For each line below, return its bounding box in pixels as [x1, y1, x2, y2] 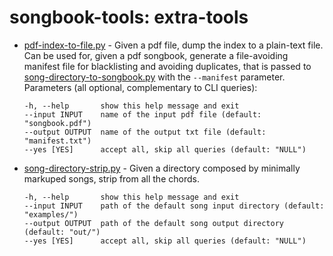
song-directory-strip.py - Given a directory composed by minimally [23, 162, 301, 174]
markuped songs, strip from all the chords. [23, 172, 200, 185]
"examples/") [23, 209, 79, 220]
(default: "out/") [23, 227, 101, 237]
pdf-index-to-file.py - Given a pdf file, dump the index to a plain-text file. [23, 39, 324, 51]
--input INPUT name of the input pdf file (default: [23, 109, 262, 120]
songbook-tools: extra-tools [9, 6, 249, 29]
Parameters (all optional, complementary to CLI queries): [23, 81, 258, 93]
